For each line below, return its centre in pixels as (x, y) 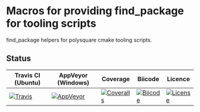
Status (19, 58)
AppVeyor (73, 75)
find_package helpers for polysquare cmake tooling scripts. (79, 40)
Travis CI (27, 75)
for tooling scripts (51, 23)
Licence (179, 79)
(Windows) (74, 82)
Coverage (116, 79)
